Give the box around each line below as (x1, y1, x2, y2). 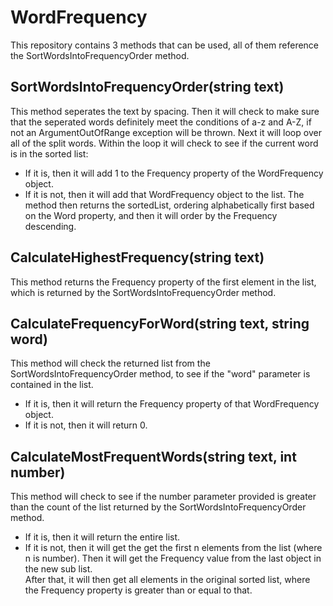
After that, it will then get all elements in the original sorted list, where (24, 574, 311, 586)
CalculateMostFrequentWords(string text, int (10, 448, 297, 465)
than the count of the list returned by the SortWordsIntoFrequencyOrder (10, 501, 307, 513)
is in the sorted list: (10, 147, 89, 160)
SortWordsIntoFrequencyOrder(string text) (10, 79, 285, 96)
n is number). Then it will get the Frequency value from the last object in (24, 552, 322, 565)
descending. (24, 220, 77, 232)
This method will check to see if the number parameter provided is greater (10, 491, 317, 503)
